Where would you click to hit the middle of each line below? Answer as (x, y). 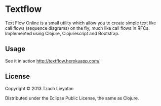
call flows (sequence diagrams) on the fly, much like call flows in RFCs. (77, 28)
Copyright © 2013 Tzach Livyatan (40, 88)
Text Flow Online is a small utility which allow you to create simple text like (81, 23)
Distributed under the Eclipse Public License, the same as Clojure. (72, 98)
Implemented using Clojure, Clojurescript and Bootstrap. (62, 33)
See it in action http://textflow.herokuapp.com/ (52, 61)
